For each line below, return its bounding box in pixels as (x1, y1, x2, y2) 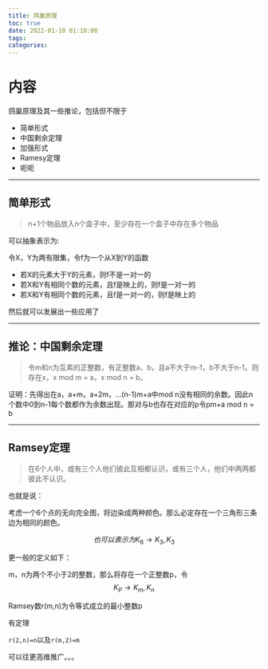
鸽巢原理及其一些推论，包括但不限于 (8, 106, 128, 116)
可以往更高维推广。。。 (8, 652, 78, 662)
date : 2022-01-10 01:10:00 (8, 26, 98, 34)
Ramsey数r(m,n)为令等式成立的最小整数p (8, 601, 143, 611)
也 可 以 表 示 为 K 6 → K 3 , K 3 (93, 534, 175, 546)
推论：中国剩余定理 (8, 340, 103, 354)
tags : (8, 34, 26, 42)
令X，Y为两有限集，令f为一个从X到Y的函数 (8, 252, 149, 262)
